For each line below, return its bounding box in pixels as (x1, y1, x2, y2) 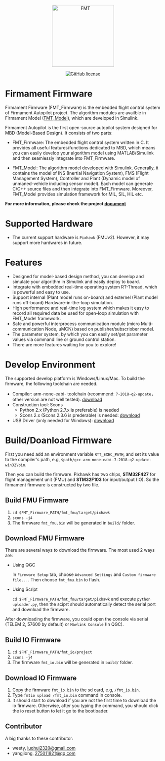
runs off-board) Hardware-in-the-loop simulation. (12, 299, 114, 305)
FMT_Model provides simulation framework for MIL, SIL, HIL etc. (12, 191, 143, 197)
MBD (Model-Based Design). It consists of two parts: (5, 130, 113, 136)
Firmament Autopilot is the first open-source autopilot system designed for (5, 124, 158, 131)
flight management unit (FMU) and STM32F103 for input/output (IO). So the (5, 476, 160, 482)
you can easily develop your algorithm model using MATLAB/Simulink (12, 150, 154, 156)
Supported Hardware (5, 218, 93, 230)
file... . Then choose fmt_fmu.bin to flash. (12, 577, 100, 583)
